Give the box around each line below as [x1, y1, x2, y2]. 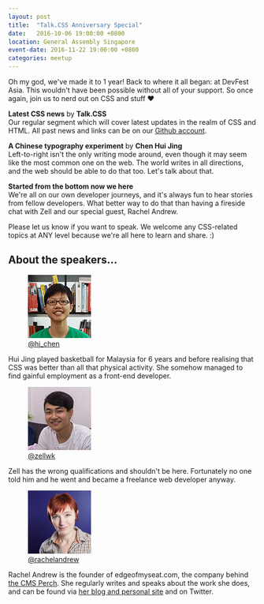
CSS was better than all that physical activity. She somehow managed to [8, 362, 244, 372]
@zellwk [28, 451, 56, 460]
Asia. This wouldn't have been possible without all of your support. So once [8, 85, 254, 95]
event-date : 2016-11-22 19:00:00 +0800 [8, 46, 139, 54]
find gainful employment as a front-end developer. [8, 371, 172, 381]
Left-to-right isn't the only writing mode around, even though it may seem [8, 150, 247, 159]
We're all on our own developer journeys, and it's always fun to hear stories [8, 190, 254, 199]
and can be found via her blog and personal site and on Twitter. [8, 587, 214, 596]
